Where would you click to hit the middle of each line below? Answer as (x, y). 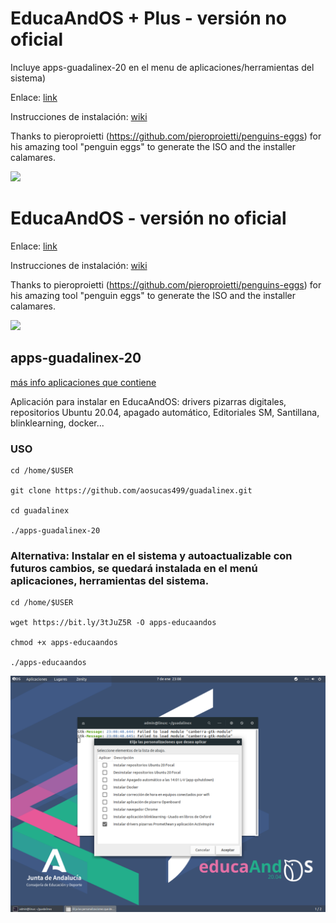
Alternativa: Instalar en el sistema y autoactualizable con (151, 555)
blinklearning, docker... (57, 423)
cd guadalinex (40, 510)
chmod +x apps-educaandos (64, 643)
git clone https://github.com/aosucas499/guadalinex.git (131, 490)
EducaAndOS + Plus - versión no (148, 18)
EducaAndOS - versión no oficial (148, 218)
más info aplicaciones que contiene (83, 382)
